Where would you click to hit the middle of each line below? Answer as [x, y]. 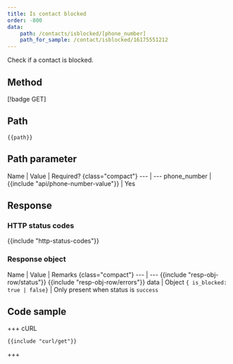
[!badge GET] [27, 99]
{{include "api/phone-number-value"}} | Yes [71, 183]
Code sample [37, 312]
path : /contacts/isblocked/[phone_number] [83, 33]
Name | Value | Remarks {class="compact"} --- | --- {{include [97, 275]
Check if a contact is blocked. [50, 60]
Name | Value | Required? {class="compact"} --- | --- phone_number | [109, 176]
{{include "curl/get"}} [42, 341]
